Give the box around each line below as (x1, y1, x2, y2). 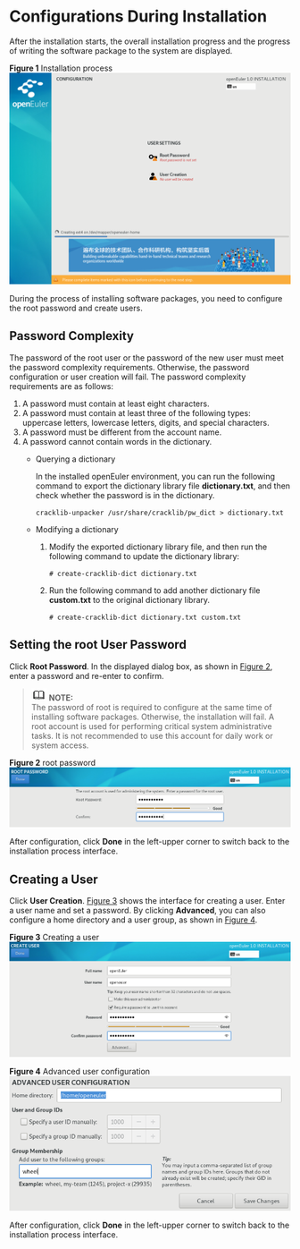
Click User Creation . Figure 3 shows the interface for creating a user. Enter (9, 896, 286, 906)
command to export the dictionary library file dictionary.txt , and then (35, 480, 291, 491)
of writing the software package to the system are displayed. (9, 45, 233, 55)
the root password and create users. (9, 302, 143, 313)
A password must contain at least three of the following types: (21, 407, 252, 418)
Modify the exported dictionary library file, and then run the (48, 541, 268, 552)
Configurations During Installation (9, 6, 268, 27)
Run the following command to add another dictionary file (48, 584, 261, 596)
